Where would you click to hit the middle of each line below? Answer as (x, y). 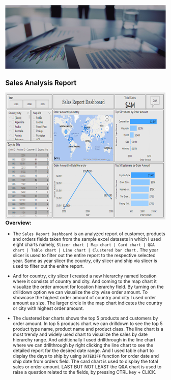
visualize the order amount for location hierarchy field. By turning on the (88, 287)
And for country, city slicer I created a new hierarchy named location (84, 276)
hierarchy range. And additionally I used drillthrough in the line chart (84, 340)
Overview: (18, 223)
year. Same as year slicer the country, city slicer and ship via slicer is (85, 261)
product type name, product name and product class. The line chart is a (88, 329)
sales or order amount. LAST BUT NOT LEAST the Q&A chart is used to (87, 367)
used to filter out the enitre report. (48, 266)
